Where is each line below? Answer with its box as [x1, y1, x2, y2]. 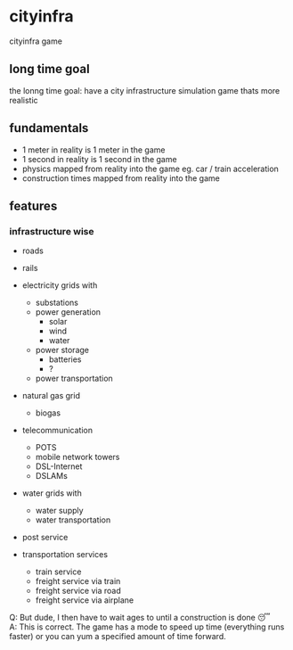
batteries [48, 354, 82, 365]
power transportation [35, 373, 113, 384]
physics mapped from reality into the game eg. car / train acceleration [21, 163, 279, 174]
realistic [9, 95, 38, 105]
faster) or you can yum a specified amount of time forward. [9, 631, 226, 642]
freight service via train [35, 576, 121, 587]
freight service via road [35, 586, 122, 597]
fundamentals [9, 120, 89, 136]
